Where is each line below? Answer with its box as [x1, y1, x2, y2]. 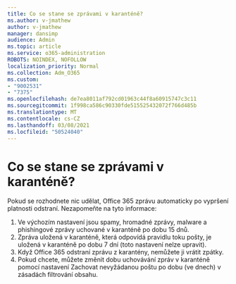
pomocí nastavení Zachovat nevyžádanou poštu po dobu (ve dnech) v [17, 263, 221, 271]
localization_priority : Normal [7, 63, 99, 70]
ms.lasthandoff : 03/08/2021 [7, 121, 90, 129]
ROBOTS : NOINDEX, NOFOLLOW [7, 56, 87, 63]
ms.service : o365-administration [7, 50, 106, 57]
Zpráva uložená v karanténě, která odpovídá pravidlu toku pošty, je [17, 233, 212, 242]
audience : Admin [7, 37, 55, 44]
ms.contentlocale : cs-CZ [7, 115, 80, 122]
